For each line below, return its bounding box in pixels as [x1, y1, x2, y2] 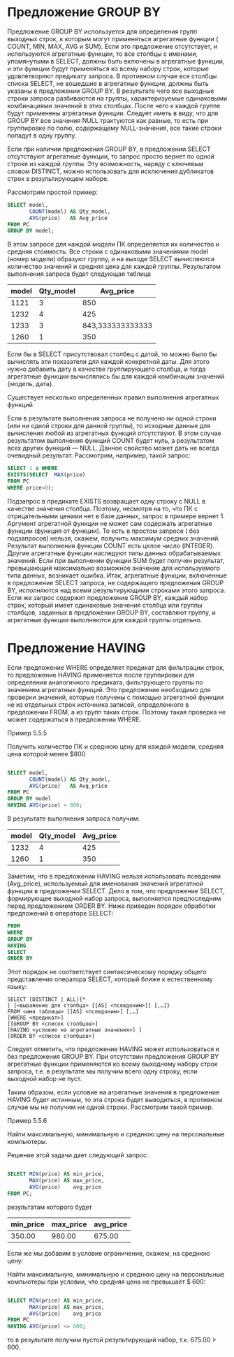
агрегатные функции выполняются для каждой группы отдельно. [7, 615, 203, 624]
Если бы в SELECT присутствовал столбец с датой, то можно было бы [7, 350, 217, 358]
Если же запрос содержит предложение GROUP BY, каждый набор [7, 593, 208, 601]
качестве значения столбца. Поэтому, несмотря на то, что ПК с [7, 504, 198, 513]
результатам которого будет [7, 1203, 92, 1211]
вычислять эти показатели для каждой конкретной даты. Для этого [7, 358, 210, 366]
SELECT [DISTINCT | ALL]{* [7, 996, 86, 1003]
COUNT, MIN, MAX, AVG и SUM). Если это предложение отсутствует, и [7, 42, 218, 50]
